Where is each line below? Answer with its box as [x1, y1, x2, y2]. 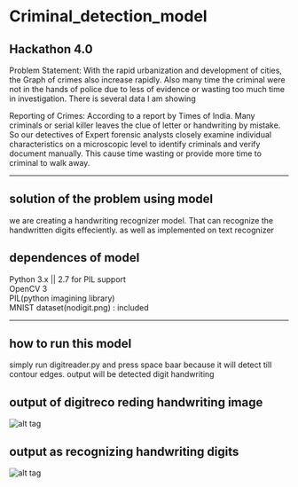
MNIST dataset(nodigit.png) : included [9, 302, 149, 312]
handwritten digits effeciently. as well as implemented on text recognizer [9, 224, 275, 235]
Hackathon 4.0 [9, 42, 93, 57]
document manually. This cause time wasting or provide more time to [9, 148, 262, 159]
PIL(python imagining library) [9, 293, 115, 303]
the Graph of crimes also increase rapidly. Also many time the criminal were [9, 75, 286, 85]
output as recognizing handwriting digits [9, 444, 239, 459]
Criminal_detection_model [9, 6, 208, 27]
